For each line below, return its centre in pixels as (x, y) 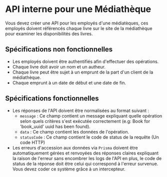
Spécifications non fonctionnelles (59, 49)
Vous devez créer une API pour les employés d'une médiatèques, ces (77, 23)
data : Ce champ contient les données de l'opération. (74, 131)
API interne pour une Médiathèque (78, 9)
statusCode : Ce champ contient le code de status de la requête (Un (89, 137)
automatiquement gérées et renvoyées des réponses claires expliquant (85, 153)
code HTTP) (32, 142)
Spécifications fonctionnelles (52, 98)
